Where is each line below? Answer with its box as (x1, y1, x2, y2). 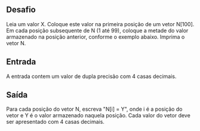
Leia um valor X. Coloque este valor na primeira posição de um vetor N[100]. (6, 20, 195, 27)
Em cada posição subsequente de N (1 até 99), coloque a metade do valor (6, 27, 189, 34)
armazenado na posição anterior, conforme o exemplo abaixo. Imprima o (6, 33, 185, 40)
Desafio (6, 5, 36, 15)
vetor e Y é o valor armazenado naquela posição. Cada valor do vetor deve (6, 112, 191, 119)
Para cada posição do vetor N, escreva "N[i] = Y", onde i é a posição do (6, 105, 183, 113)
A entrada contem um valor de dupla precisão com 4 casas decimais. (6, 73, 177, 80)
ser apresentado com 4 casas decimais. (6, 118, 104, 126)
